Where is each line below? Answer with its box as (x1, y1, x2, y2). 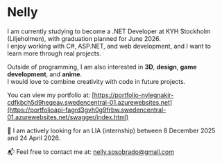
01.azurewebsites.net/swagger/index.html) (7, 112, 129, 121)
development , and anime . (7, 70, 82, 78)
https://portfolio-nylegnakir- (94, 91, 174, 99)
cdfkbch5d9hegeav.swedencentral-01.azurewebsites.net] (7, 98, 173, 106)
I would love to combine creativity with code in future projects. (7, 77, 186, 85)
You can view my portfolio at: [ (7, 91, 95, 99)
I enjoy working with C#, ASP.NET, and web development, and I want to (7, 42, 212, 50)
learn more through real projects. (7, 49, 102, 58)
